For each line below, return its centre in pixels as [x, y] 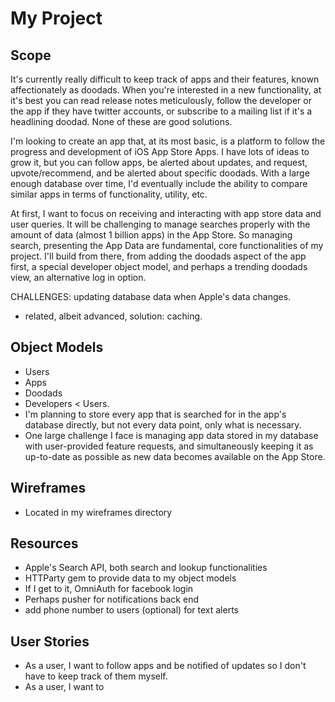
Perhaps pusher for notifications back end [111, 599]
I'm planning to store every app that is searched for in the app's [155, 414]
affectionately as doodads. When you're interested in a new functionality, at [166, 90]
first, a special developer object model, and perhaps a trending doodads [159, 266]
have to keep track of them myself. [96, 676]
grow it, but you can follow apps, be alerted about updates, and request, [159, 162]
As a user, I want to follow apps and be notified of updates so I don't [165, 666]
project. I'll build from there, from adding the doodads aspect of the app [158, 256]
